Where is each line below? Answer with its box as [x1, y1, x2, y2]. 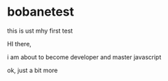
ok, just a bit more [7, 66, 58, 74]
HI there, [7, 39, 32, 48]
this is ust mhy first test [7, 27, 73, 35]
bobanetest [7, 4, 74, 20]
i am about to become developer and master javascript [7, 52, 162, 61]
